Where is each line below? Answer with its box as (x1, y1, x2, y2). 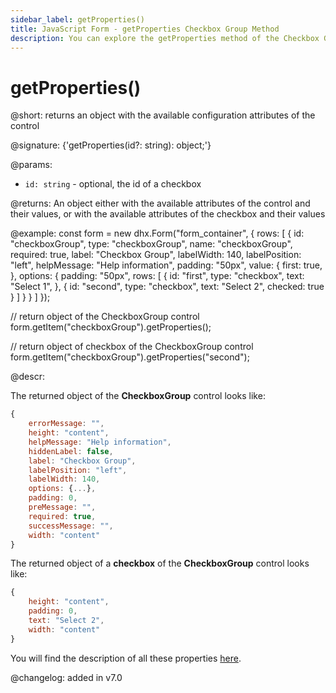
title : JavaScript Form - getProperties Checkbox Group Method (10, 24, 280, 34)
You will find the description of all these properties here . (10, 652, 242, 664)
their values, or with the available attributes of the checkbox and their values (10, 208, 326, 220)
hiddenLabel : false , (28, 446, 114, 456)
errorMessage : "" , (28, 419, 105, 429)
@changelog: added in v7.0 (10, 671, 123, 683)
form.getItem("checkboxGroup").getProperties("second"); (10, 351, 250, 363)
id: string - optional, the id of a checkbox (24, 178, 202, 190)
